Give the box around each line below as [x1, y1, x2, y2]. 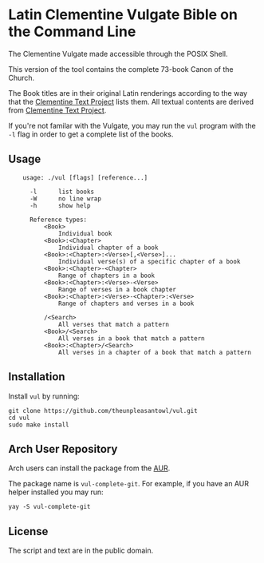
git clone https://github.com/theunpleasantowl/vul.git [8, 406, 198, 414]
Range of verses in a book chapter [58, 285, 177, 293]
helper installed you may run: [8, 487, 104, 497]
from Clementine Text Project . [8, 105, 107, 115]
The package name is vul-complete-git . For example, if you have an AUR [8, 479, 250, 489]
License [8, 525, 49, 538]
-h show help [29, 201, 91, 209]
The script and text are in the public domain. [8, 545, 154, 556]
